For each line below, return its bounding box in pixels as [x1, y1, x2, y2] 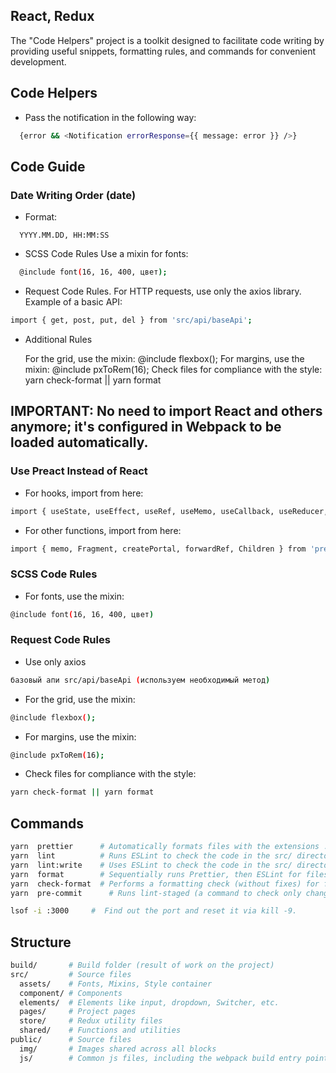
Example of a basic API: [24, 296, 123, 308]
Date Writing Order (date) [10, 188, 137, 202]
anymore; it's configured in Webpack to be [10, 419, 282, 436]
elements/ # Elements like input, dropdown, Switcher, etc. [19, 997, 280, 1008]
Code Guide [10, 158, 86, 175]
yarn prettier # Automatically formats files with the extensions [10, 842, 320, 852]
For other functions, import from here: [24, 524, 182, 536]
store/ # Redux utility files [19, 1016, 163, 1026]
